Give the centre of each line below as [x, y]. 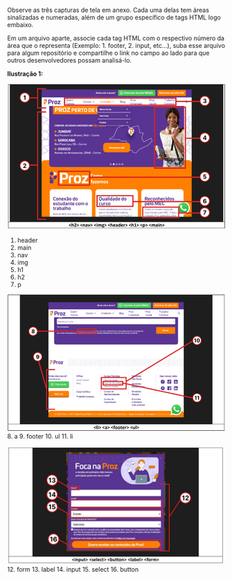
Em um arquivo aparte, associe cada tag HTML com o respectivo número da [116, 38]
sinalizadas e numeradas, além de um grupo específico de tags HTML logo [114, 17]
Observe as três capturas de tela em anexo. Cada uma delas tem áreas [108, 10]
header [27, 240]
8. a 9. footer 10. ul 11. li [40, 436]
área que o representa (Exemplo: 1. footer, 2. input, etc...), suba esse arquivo [116, 45]
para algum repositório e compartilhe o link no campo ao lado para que [108, 53]
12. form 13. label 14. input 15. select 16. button [73, 569]
